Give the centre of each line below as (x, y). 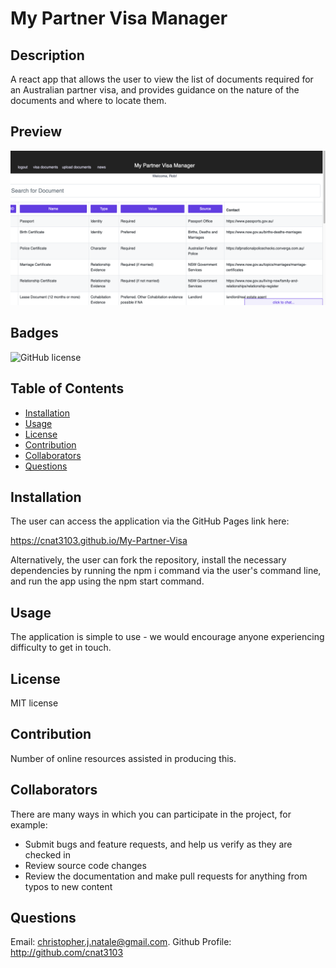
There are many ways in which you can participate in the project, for (151, 814)
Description (47, 55)
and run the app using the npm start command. (107, 581)
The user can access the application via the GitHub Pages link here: (150, 521)
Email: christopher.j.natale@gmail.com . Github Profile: (121, 942)
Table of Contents (67, 388)
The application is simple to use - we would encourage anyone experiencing (167, 637)
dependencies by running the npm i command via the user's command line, (166, 571)
